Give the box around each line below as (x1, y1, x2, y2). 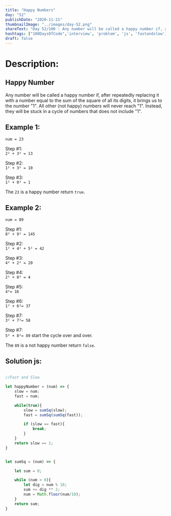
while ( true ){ (14, 402, 42, 408)
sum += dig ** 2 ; (23, 487, 60, 492)
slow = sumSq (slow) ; (23, 408, 67, 413)
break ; (32, 427, 47, 432)
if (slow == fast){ (23, 421, 65, 427)
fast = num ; (14, 393, 40, 399)
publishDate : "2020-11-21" (5, 17, 63, 22)
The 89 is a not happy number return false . (5, 342, 96, 348)
